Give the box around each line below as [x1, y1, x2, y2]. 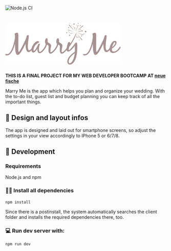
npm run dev [5, 242, 31, 247]
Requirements [5, 163, 41, 170]
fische [5, 78, 19, 84]
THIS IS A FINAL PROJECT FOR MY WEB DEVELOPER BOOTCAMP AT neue [5, 72, 166, 79]
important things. [5, 99, 41, 105]
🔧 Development [5, 147, 55, 156]
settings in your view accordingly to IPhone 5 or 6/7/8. [5, 132, 120, 139]
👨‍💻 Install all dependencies [5, 187, 74, 194]
